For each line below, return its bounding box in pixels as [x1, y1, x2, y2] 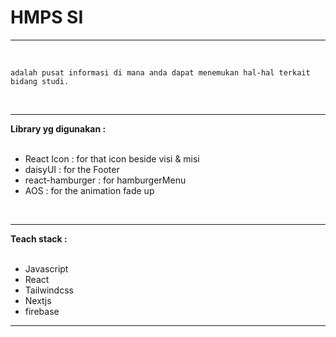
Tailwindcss [24, 284, 74, 296]
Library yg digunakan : [10, 122, 107, 135]
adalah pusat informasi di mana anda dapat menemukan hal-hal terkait [10, 67, 311, 78]
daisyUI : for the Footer [24, 163, 120, 175]
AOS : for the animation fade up [24, 184, 155, 196]
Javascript [24, 262, 69, 275]
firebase [24, 305, 60, 317]
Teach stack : [10, 232, 68, 245]
